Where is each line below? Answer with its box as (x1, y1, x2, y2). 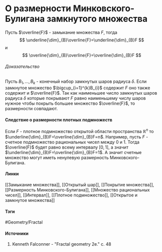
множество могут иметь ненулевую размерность (5, 155, 109, 160)
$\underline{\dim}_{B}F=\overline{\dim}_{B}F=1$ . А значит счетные (5, 149, 142, 155)
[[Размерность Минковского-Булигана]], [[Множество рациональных (5, 187, 150, 193)
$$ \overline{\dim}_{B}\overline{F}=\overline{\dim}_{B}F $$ (22, 52, 142, 58)
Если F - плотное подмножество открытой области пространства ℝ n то (5, 128, 154, 134)
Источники (5, 230, 29, 236)
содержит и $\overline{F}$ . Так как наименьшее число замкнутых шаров (5, 90, 157, 96)
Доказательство (5, 63, 40, 69)
